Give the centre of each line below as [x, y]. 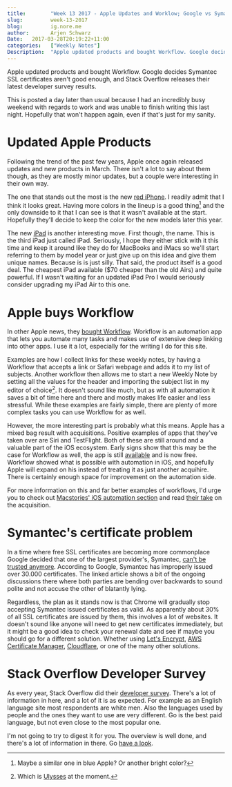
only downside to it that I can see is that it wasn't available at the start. [107, 213]
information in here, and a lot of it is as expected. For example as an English [115, 700]
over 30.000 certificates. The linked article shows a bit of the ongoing [106, 574]
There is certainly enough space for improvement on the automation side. [112, 477]
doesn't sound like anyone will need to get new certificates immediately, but [115, 624]
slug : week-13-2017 [48, 20]
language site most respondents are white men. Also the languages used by [115, 708]
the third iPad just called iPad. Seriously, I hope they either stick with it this [113, 241]
